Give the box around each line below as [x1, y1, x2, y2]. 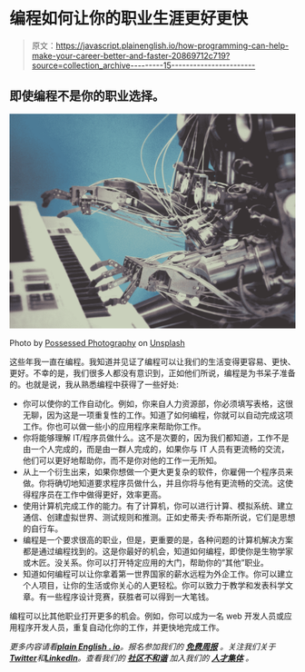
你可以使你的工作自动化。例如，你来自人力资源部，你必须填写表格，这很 [22, 398, 293, 409]
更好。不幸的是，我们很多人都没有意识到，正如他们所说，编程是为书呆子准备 [9, 367, 296, 378]
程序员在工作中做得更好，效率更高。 [30, 489, 166, 499]
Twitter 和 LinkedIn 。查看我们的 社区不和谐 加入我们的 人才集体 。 [9, 652, 254, 663]
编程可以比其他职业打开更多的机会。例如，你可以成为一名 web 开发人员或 [9, 610, 284, 621]
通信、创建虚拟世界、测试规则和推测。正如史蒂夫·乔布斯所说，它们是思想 [22, 511, 296, 522]
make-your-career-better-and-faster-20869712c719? [31, 50, 231, 61]
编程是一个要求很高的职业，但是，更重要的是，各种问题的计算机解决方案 [22, 534, 293, 545]
